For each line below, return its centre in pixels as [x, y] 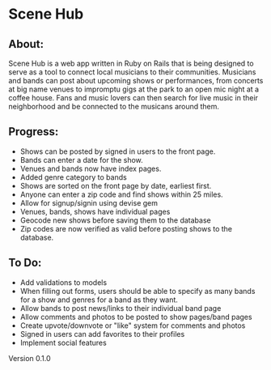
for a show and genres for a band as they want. [99, 300]
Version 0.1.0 [30, 358]
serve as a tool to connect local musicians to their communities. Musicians [132, 72]
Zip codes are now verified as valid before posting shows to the [126, 228]
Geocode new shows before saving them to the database [116, 220]
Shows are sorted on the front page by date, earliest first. [116, 185]
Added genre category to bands [73, 177]
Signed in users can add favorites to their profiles [102, 334]
